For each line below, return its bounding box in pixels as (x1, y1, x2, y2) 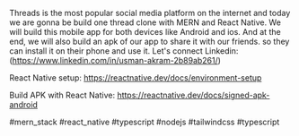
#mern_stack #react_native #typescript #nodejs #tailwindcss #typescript (9, 116, 280, 127)
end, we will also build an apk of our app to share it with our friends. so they (9, 36, 290, 47)
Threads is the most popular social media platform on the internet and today (9, 8, 291, 18)
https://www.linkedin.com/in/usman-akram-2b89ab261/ (12, 55, 218, 65)
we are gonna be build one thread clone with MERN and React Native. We (9, 17, 281, 28)
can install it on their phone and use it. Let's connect (9, 46, 204, 56)
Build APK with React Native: (9, 89, 115, 100)
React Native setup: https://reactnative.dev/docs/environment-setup (9, 72, 262, 83)
